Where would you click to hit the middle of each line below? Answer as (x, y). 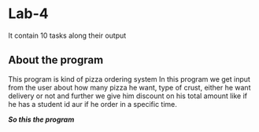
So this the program (41, 119)
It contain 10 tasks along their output (67, 35)
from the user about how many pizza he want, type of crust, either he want (129, 87)
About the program (56, 60)
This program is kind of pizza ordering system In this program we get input (129, 79)
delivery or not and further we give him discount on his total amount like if (128, 96)
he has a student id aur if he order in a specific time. (92, 104)
